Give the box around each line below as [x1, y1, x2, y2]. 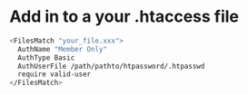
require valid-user [17, 70, 92, 79]
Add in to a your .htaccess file [9, 6, 239, 27]
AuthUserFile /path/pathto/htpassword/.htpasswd [17, 62, 205, 71]
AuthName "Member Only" [17, 44, 107, 53]
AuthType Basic [17, 52, 75, 62]
